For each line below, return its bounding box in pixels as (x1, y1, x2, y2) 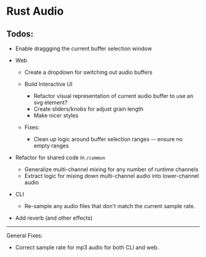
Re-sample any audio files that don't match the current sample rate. (24, 203, 196, 209)
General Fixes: (6, 232, 43, 239)
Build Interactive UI (24, 81, 72, 88)
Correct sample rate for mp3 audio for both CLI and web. (15, 244, 159, 251)
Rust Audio (6, 4, 64, 18)
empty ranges (33, 142, 69, 149)
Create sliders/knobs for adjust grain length (33, 105, 144, 113)
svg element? (33, 99, 68, 106)
